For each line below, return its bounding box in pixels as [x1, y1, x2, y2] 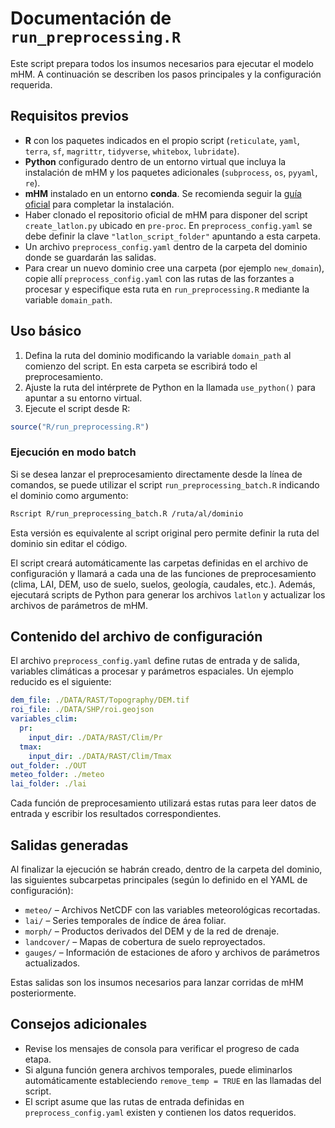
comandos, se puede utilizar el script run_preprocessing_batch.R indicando [10, 478, 320, 491]
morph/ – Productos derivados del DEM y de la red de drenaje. [24, 925, 280, 937]
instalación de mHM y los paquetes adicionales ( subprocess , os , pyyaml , [24, 166, 318, 178]
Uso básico [10, 323, 82, 340]
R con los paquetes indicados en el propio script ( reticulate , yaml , [24, 134, 300, 146]
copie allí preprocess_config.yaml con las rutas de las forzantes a [24, 272, 295, 284]
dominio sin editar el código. [10, 537, 128, 549]
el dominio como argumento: [10, 489, 129, 501]
